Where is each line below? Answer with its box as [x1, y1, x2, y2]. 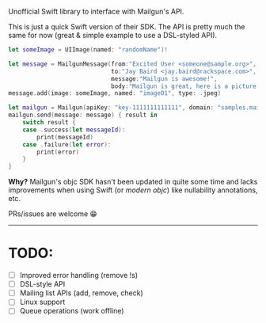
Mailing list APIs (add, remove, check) [19, 288, 144, 298]
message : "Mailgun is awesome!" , [110, 74, 218, 82]
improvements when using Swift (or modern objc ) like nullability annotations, [8, 185, 258, 195]
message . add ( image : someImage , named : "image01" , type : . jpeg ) [8, 89, 222, 97]
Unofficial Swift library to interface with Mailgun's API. [8, 7, 184, 16]
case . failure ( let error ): [22, 140, 112, 149]
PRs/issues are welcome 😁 [8, 209, 97, 218]
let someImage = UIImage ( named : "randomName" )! [8, 46, 169, 54]
